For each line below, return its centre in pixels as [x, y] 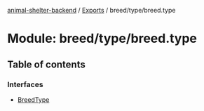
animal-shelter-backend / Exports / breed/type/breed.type [91, 10]
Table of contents [46, 64]
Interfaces [25, 84]
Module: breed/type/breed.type [102, 39]
